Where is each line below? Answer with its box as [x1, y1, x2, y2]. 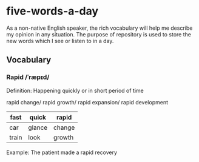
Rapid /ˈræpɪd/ [6, 73, 50, 81]
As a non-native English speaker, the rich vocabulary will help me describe [6, 24, 193, 32]
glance [28, 123, 48, 132]
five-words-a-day [6, 4, 99, 18]
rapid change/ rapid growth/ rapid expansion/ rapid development [6, 98, 169, 106]
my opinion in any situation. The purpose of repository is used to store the [6, 30, 191, 38]
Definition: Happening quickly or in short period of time [6, 87, 144, 94]
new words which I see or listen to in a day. [6, 37, 114, 44]
